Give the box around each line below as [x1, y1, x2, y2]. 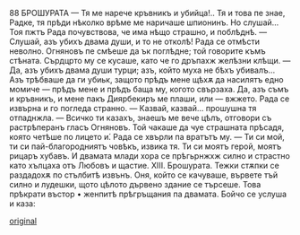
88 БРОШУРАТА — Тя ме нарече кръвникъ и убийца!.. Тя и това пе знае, [9, 8, 286, 18]
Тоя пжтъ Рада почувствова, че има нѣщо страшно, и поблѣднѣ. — [9, 27, 268, 37]
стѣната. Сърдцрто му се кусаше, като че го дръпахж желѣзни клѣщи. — [9, 56, 291, 65]
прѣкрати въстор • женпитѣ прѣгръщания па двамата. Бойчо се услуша [9, 188, 287, 199]
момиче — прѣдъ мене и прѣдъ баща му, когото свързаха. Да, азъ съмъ [9, 84, 289, 94]
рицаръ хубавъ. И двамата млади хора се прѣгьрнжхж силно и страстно [9, 151, 291, 161]
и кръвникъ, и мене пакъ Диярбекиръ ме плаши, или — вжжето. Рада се [9, 93, 290, 104]
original [9, 215, 38, 226]
